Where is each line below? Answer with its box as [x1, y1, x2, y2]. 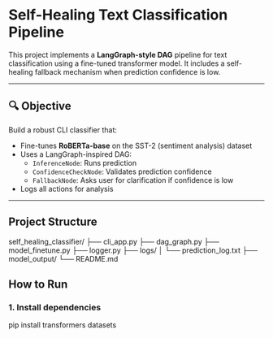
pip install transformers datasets [8, 320, 117, 330]
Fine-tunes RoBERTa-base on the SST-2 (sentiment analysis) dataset [19, 141, 253, 150]
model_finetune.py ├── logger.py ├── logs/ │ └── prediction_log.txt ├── [8, 245, 258, 255]
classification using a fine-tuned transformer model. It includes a [8, 58, 225, 68]
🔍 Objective [8, 99, 71, 113]
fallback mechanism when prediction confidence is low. [35, 67, 221, 76]
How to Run [8, 277, 68, 291]
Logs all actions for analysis [19, 184, 114, 193]
